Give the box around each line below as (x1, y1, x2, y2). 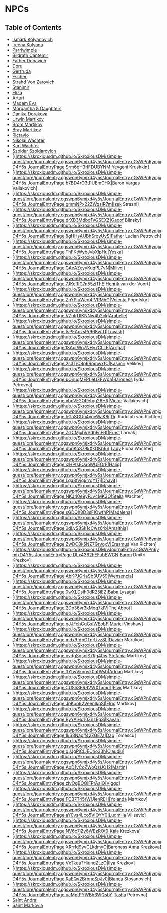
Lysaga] (119, 589, 136, 595)
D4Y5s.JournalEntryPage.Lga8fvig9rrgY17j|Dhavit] (12, 477, 117, 483)
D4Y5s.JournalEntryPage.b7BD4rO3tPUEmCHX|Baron (12, 180, 125, 186)
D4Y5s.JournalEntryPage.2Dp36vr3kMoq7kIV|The (12, 605, 117, 611)
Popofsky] (127, 297, 149, 303)
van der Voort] (120, 281, 151, 287)
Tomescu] (115, 732, 136, 738)
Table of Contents (5, 23, 62, 32)
